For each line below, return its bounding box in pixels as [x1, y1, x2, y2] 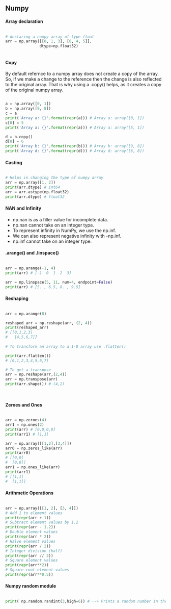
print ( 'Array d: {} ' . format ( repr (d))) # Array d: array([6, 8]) [5, 148, 145, 154]
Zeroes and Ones [5, 401, 42, 408]
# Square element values [5, 558, 58, 563]
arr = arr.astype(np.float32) [5, 189, 70, 194]
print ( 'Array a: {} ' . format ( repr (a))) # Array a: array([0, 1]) [5, 115, 145, 120]
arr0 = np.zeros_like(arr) [5, 446, 63, 451]
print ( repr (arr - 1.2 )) [5, 525, 56, 530]
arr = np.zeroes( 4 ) [5, 418, 47, 423]
